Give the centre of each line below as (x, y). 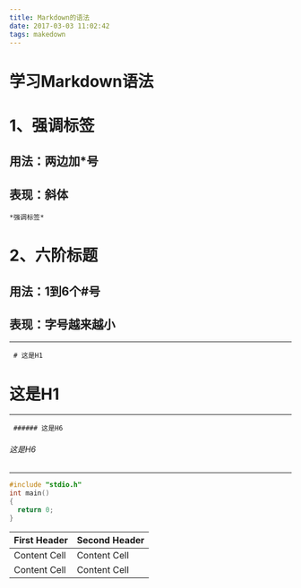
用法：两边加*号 (54, 162)
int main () (30, 493)
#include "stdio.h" (46, 485)
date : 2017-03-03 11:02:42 (60, 26)
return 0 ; (35, 510)
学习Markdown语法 (82, 81)
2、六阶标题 (54, 256)
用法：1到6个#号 (55, 291)
